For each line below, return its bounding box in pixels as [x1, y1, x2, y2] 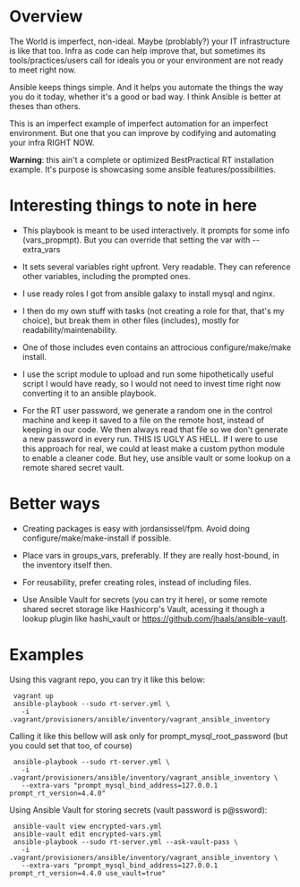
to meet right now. [9, 64, 76, 75]
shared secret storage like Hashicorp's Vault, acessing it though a [21, 603, 266, 614]
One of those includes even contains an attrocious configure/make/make [21, 342, 292, 353]
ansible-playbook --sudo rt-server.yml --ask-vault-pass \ [13, 837, 239, 847]
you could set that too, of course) [9, 740, 133, 751]
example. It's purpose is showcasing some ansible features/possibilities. [9, 164, 276, 175]
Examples [9, 644, 84, 664]
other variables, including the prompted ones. [21, 270, 191, 281]
